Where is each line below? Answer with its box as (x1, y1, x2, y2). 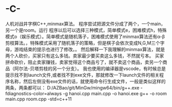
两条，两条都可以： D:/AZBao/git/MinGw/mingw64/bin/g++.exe (5, 84, 140, 91)
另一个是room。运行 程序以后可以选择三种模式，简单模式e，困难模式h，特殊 (5, 27, 167, 33)
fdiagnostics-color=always (5, 90, 62, 96)
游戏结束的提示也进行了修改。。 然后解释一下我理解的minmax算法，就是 (14, 46, 165, 52)
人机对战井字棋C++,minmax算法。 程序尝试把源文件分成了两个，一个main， (5, 20, 166, 27)
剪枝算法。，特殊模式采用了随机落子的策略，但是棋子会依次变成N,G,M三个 (5, 39, 161, 46)
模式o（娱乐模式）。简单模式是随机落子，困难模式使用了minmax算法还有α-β (5, 33, 165, 39)
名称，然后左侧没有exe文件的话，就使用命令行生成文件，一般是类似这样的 (9, 78, 166, 84)
